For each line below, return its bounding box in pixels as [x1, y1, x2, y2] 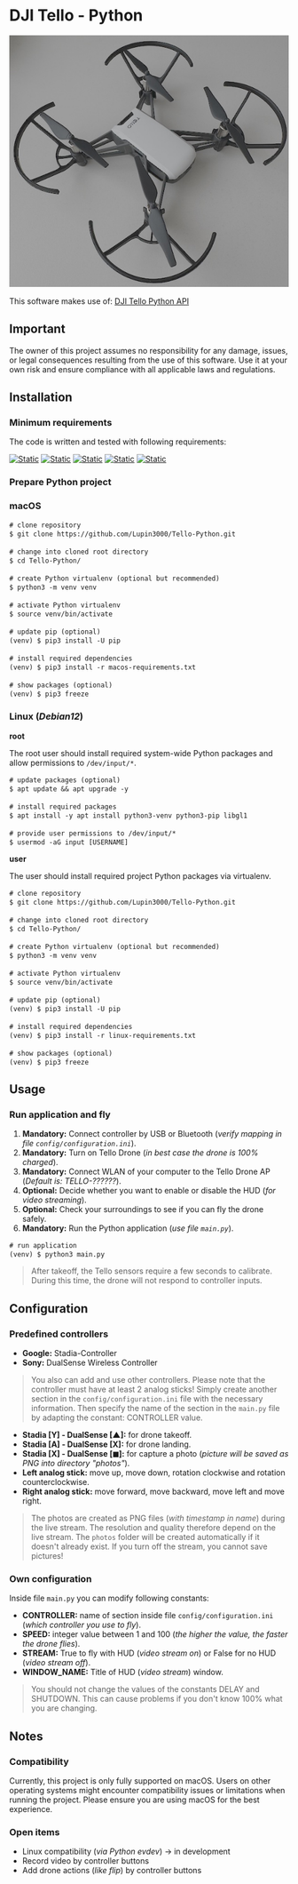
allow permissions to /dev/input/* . [9, 757, 137, 768]
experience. [9, 1804, 53, 1815]
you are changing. [30, 1703, 98, 1713]
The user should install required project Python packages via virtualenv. [9, 870, 272, 881]
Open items [9, 1825, 60, 1838]
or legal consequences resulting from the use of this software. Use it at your [9, 355, 288, 365]
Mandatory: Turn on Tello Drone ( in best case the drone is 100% [21, 1147, 259, 1158]
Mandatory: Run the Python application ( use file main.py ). [21, 1223, 234, 1233]
